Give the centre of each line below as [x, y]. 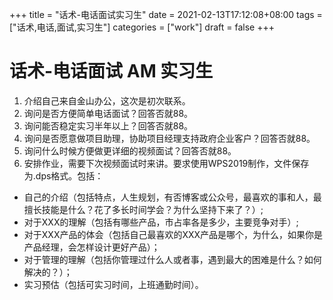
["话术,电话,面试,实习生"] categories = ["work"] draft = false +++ [142, 27]
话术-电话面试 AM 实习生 [111, 71]
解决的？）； [48, 272]
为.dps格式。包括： [63, 175]
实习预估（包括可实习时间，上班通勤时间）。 [113, 284]
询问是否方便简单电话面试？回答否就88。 [108, 113]
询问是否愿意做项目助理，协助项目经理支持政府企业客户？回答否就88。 [169, 138]
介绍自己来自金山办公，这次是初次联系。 [107, 100]
